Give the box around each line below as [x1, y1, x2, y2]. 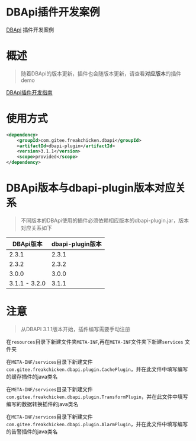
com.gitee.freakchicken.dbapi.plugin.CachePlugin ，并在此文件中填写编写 [6, 366, 188, 373]
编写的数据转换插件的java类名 [6, 400, 79, 407]
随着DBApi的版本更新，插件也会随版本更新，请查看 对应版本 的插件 [20, 69, 182, 77]
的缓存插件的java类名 [6, 373, 58, 380]
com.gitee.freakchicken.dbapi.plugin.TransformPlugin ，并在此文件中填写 [6, 393, 188, 400]
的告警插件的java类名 [6, 428, 58, 435]
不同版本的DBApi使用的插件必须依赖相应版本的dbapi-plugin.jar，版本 [20, 217, 189, 224]
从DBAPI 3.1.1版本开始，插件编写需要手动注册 [20, 325, 130, 332]
